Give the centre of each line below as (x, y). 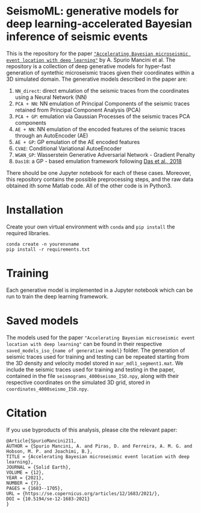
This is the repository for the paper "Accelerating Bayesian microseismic (97, 53)
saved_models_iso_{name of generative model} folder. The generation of (96, 350)
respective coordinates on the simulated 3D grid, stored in (78, 382)
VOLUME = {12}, (25, 472)
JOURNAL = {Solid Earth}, (39, 467)
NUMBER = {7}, (24, 483)
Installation (35, 210)
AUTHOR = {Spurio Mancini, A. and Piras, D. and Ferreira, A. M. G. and (99, 446)
